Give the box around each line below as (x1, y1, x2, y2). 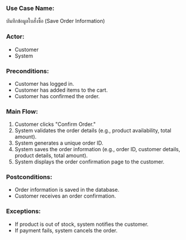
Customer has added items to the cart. (14, 86, 108, 94)
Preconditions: (6, 66, 49, 75)
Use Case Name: (6, 4, 55, 12)
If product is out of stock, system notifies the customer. (14, 221, 148, 228)
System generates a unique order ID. (14, 139, 104, 146)
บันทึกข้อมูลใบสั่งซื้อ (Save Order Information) (6, 18, 106, 25)
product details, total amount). (14, 152, 88, 159)
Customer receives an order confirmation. (14, 192, 116, 199)
